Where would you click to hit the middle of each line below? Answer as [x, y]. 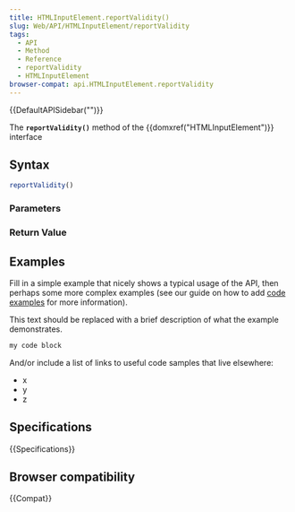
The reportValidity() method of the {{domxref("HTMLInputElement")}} [142, 127]
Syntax [29, 165]
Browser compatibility [72, 477]
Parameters [35, 209]
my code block [36, 345]
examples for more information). [68, 302]
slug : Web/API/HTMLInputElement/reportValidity [100, 26]
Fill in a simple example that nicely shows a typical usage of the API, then [144, 282]
